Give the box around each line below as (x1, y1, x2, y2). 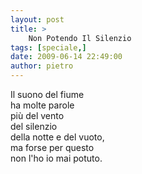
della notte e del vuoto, (10, 131, 105, 143)
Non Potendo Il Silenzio (28, 33, 132, 43)
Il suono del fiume (10, 89, 85, 100)
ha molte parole (10, 99, 75, 111)
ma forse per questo (10, 142, 95, 153)
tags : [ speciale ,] (10, 42, 87, 53)
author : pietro (10, 61, 74, 71)
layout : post (10, 14, 65, 25)
